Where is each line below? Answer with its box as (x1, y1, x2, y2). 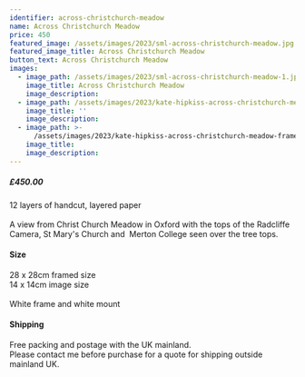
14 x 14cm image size (9, 279, 89, 290)
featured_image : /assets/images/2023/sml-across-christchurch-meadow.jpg (9, 38, 295, 48)
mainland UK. (9, 359, 60, 369)
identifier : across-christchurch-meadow (9, 13, 165, 23)
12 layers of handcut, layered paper (9, 199, 142, 210)
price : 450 (9, 30, 51, 39)
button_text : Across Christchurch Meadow (9, 55, 169, 64)
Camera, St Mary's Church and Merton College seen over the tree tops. (9, 228, 279, 239)
